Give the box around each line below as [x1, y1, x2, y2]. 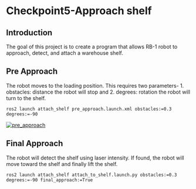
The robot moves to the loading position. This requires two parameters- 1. [6, 82, 184, 89]
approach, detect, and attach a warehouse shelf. [6, 49, 123, 57]
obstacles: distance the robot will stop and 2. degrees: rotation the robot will [6, 88, 191, 95]
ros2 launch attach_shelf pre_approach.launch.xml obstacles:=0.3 [6, 106, 172, 112]
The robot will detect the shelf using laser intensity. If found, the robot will [6, 154, 184, 161]
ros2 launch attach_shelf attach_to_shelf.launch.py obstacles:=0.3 [6, 172, 177, 178]
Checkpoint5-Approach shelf [6, 4, 152, 18]
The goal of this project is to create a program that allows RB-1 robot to [6, 43, 178, 50]
